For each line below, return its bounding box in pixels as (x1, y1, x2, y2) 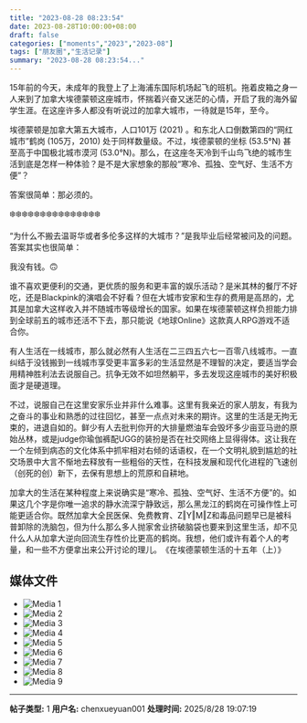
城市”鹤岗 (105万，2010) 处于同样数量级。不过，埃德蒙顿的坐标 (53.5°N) (9, 136, 281, 146)
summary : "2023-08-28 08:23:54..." (9, 56, 145, 65)
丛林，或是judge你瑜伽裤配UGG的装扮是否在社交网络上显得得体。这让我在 (16, 434, 297, 444)
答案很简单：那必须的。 (9, 189, 98, 200)
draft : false (9, 30, 59, 39)
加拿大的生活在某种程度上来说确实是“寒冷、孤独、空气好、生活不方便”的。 (9, 487, 290, 498)
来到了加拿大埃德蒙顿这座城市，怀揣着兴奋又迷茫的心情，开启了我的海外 (16, 93, 290, 104)
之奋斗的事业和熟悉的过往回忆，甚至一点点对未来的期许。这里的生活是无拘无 (9, 411, 298, 421)
